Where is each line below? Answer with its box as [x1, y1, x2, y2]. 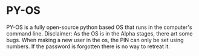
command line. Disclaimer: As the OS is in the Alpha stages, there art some [6, 30, 193, 37]
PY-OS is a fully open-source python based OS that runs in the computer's [6, 23, 192, 31]
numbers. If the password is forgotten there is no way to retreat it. [6, 43, 171, 50]
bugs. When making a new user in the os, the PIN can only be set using [6, 36, 184, 43]
